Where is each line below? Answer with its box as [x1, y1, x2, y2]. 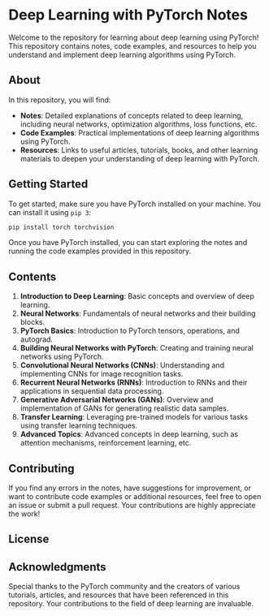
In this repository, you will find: [8, 95, 111, 105]
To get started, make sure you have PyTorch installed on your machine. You [8, 199, 262, 209]
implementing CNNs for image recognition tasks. [20, 369, 184, 379]
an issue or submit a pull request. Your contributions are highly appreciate [8, 501, 256, 510]
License [8, 532, 50, 546]
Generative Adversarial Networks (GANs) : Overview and [20, 395, 214, 405]
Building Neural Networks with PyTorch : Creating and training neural [20, 343, 254, 353]
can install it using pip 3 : [8, 207, 92, 217]
